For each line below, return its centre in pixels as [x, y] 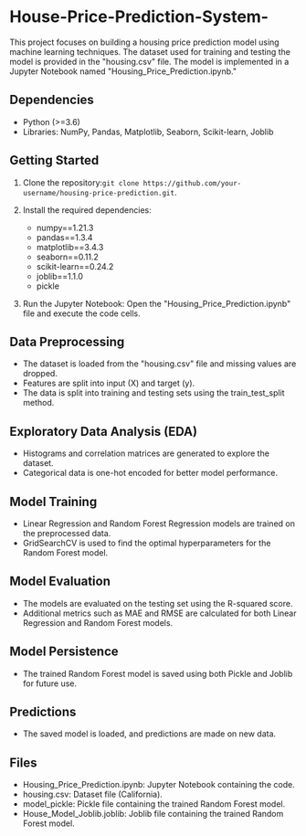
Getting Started [54, 160]
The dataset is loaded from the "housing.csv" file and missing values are [159, 364]
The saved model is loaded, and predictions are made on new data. [149, 734]
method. [38, 403]
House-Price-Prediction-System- [139, 17]
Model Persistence [64, 652]
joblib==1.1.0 [60, 276]
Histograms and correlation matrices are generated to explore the [146, 453]
